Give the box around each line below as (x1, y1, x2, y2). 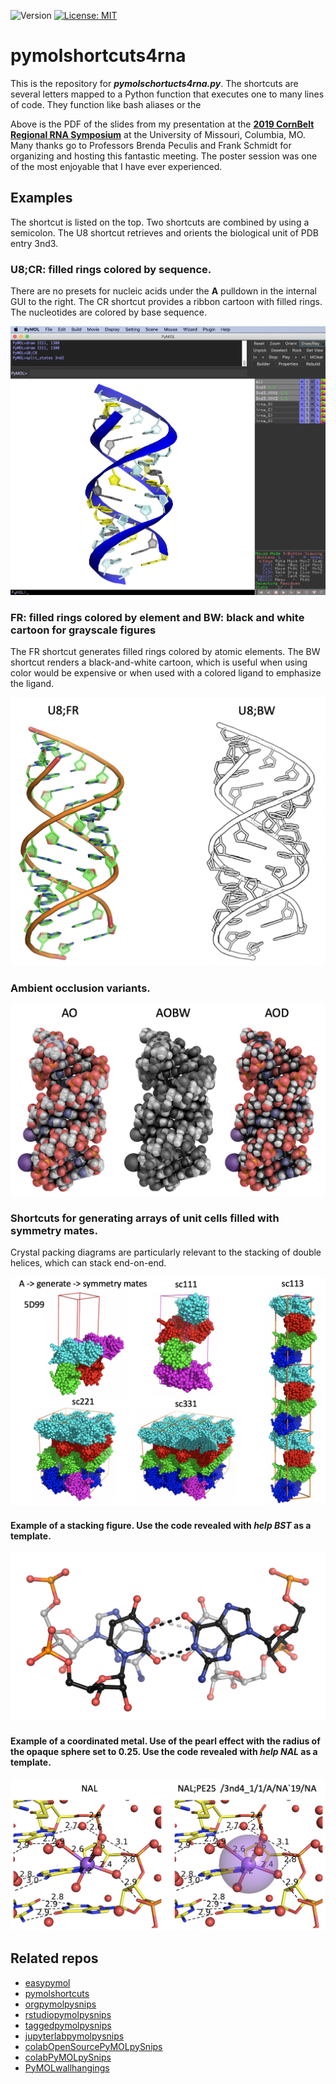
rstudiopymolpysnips (24, 2008, 112, 2020)
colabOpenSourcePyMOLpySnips (24, 2040, 163, 2052)
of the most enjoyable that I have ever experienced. (10, 160, 223, 172)
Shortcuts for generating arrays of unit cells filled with (10, 1211, 280, 1225)
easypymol (24, 1976, 71, 1989)
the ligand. (10, 678, 55, 690)
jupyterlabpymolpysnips (24, 2030, 125, 2042)
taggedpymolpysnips (24, 2019, 112, 2031)
